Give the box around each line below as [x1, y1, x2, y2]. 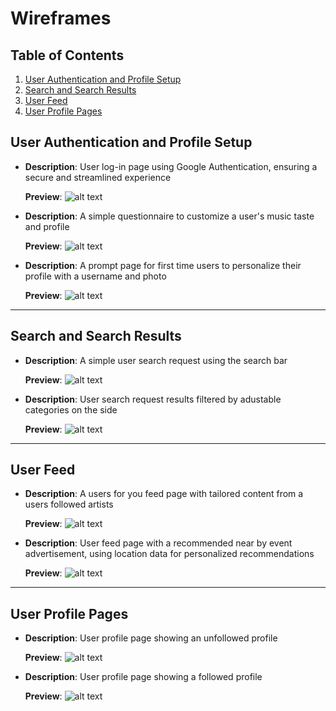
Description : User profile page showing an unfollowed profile [24, 632, 278, 644]
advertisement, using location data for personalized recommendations [24, 548, 315, 560]
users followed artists [24, 498, 114, 511]
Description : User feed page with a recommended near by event [24, 537, 293, 549]
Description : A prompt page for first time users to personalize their [24, 259, 302, 271]
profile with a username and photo [24, 270, 167, 282]
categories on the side [24, 403, 118, 416]
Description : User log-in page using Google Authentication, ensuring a [24, 160, 318, 172]
